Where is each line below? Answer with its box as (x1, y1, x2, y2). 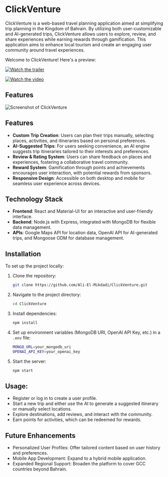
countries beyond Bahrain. (12, 466, 67, 472)
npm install (12, 320, 38, 325)
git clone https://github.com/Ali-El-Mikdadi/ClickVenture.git (12, 283, 148, 288)
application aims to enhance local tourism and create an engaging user (5, 41, 152, 47)
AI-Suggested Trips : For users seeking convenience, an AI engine (12, 143, 150, 149)
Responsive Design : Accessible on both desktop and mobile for (12, 175, 145, 181)
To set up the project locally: (5, 263, 64, 269)
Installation (5, 249, 41, 258)
